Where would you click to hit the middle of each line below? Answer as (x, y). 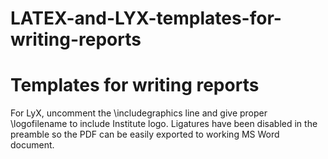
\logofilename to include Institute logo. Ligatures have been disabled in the (164, 124)
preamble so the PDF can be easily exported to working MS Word (145, 134)
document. (32, 145)
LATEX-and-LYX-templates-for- (146, 18)
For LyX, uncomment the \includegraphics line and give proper (139, 113)
